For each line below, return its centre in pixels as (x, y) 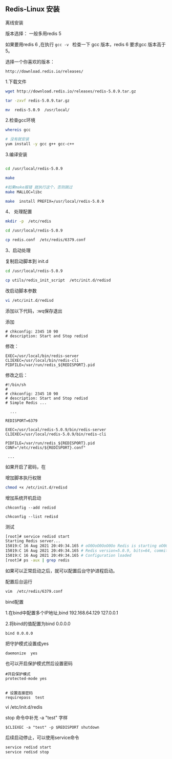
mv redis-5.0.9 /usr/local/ (38, 110)
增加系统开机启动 (23, 498)
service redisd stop (27, 752)
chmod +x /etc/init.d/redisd (36, 487)
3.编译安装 (16, 154)
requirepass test (25, 697)
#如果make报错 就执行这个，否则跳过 (39, 187)
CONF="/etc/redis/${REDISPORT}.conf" (46, 447)
